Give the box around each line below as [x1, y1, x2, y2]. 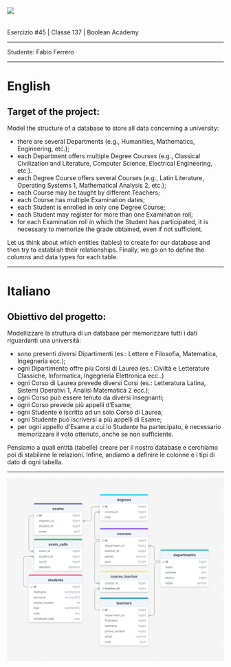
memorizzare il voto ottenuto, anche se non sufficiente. [16, 430, 174, 438]
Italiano [7, 283, 51, 299]
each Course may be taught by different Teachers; [16, 188, 160, 197]
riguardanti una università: [7, 336, 81, 345]
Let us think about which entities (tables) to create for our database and [7, 239, 210, 246]
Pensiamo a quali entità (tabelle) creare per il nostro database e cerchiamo [7, 444, 219, 451]
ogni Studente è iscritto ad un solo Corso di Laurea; [16, 408, 164, 416]
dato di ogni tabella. [7, 458, 63, 466]
